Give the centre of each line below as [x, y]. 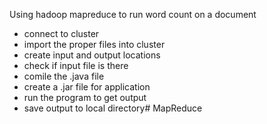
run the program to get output [85, 97]
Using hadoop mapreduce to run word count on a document [133, 14]
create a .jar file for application [87, 87]
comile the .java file [64, 76]
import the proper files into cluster [94, 44]
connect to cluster [61, 33]
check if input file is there [76, 65]
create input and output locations [92, 55]
